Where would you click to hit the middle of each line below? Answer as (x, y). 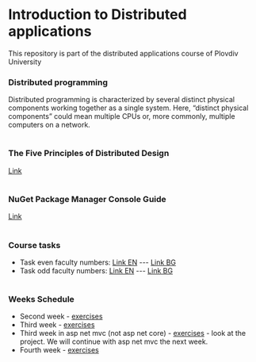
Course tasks (34, 245)
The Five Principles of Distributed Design (89, 154)
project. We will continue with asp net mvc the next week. (114, 341)
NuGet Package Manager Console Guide (87, 199)
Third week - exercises (57, 325)
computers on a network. (50, 125)
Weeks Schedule (42, 299)
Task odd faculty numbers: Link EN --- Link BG (96, 270)
